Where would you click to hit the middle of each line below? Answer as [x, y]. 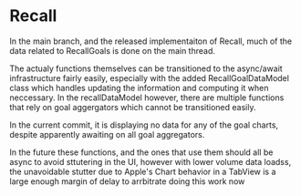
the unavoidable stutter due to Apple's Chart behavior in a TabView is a [143, 171]
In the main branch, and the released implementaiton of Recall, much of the [151, 41]
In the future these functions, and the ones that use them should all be [141, 152]
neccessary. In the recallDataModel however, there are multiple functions [147, 98]
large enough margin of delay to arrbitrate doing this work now [127, 181]
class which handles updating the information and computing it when [139, 88]
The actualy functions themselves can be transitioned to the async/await [146, 68]
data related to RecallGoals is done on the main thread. [113, 50]
